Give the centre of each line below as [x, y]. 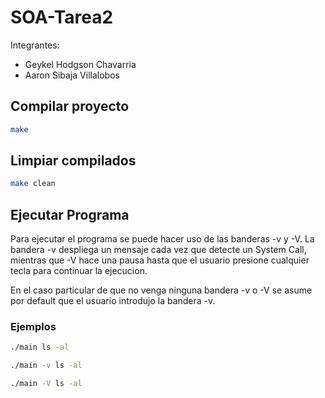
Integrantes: [35, 45]
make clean [33, 184]
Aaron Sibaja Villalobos [72, 75]
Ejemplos [33, 327]
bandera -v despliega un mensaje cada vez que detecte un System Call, [158, 250]
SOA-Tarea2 [62, 17]
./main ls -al [40, 347]
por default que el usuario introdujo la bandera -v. [113, 301]
